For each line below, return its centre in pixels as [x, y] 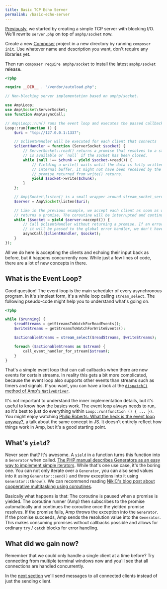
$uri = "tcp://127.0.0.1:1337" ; [47, 132]
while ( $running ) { [25, 319]
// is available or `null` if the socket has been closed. [85, 155]
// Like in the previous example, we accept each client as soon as [86, 210]
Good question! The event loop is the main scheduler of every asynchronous [84, 291]
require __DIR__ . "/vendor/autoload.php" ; [51, 87]
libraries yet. [18, 54]
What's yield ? [28, 443]
